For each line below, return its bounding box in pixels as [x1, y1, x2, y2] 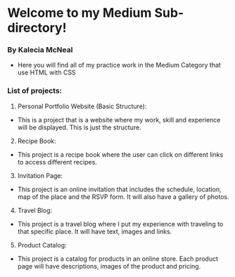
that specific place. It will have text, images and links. [17, 227, 172, 236]
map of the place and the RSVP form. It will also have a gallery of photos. [17, 192, 230, 201]
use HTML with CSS [17, 68, 76, 77]
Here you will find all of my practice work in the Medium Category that [17, 61, 222, 70]
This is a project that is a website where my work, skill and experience [17, 115, 221, 124]
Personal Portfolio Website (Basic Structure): [17, 102, 147, 110]
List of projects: [7, 86, 63, 96]
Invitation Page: [17, 171, 63, 180]
